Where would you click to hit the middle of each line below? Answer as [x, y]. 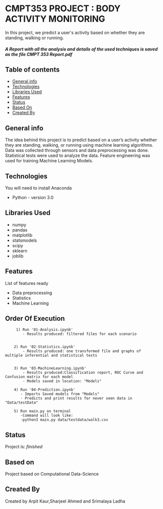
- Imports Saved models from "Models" [60, 394]
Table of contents [32, 69]
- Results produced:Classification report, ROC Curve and [83, 373]
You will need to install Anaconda [38, 188]
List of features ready [27, 283]
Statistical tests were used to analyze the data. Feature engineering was [78, 155]
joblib [18, 256]
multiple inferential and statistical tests [51, 356]
